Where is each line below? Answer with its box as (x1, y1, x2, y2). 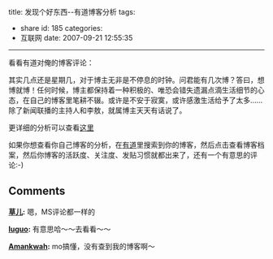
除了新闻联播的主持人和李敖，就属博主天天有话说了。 (8, 106, 187, 115)
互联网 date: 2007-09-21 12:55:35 (19, 33, 133, 42)
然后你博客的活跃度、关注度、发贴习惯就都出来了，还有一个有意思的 (22, 150, 250, 160)
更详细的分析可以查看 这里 (8, 123, 94, 132)
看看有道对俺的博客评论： (8, 58, 94, 67)
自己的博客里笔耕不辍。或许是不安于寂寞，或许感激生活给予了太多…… (29, 96, 263, 105)
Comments (8, 184, 66, 198)
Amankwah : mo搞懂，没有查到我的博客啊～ (8, 241, 156, 251)
